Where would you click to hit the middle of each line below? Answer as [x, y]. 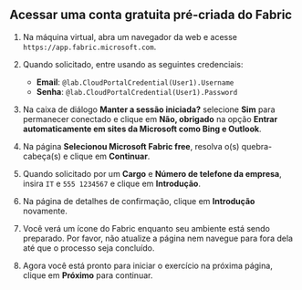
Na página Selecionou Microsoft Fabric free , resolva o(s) [131, 146]
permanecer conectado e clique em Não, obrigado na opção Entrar [150, 119]
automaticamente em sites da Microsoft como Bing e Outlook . [142, 129]
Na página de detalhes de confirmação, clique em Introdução [139, 201]
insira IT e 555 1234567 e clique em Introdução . [111, 183]
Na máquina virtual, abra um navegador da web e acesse [130, 36]
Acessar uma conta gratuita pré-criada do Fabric [151, 15]
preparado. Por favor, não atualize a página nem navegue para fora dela [158, 238]
